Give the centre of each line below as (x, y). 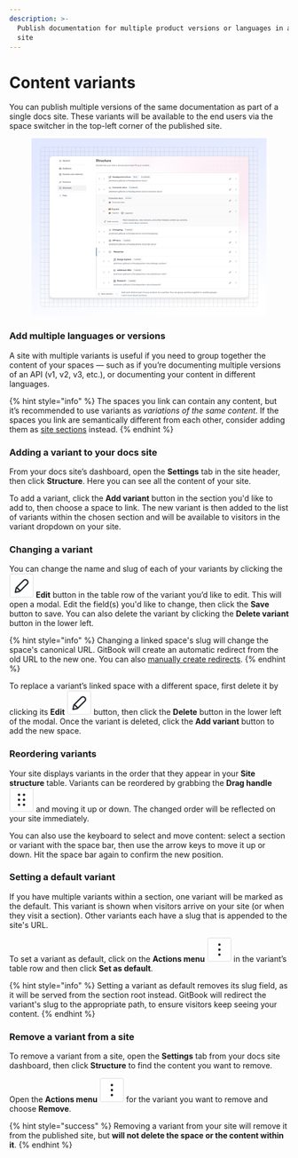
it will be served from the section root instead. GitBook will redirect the (138, 995)
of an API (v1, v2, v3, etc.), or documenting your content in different (132, 374)
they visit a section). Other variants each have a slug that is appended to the (149, 916)
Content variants (72, 82)
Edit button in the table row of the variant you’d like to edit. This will (158, 595)
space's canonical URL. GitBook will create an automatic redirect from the (144, 650)
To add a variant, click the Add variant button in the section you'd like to (141, 498)
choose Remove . (40, 1109)
